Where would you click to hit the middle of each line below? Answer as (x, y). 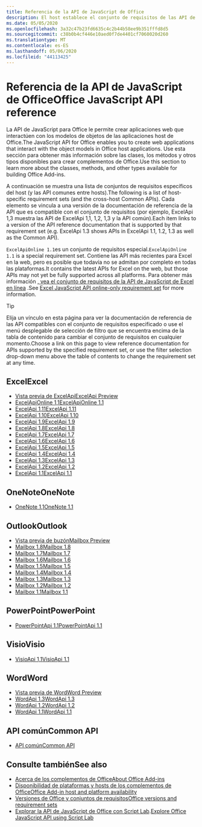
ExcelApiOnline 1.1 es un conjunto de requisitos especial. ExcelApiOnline (96, 249)
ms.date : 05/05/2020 (32, 23)
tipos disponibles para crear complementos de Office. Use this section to (96, 162)
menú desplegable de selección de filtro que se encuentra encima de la (95, 330)
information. (21, 294)
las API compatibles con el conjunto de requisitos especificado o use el (95, 324)
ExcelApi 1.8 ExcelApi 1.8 (45, 428)
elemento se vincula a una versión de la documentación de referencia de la (99, 205)
